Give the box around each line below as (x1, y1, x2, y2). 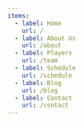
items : (7, 11, 30, 20)
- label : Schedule (14, 64, 77, 72)
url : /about (22, 42, 62, 50)
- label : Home (14, 19, 62, 27)
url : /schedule (22, 71, 73, 79)
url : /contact (22, 101, 69, 109)
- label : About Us (14, 34, 77, 43)
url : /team (22, 57, 58, 65)
